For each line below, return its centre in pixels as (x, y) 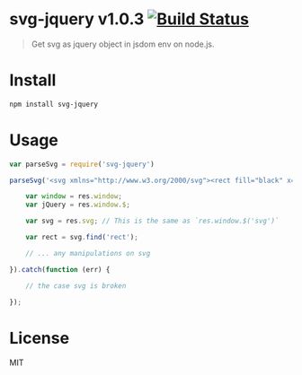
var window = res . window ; (74, 196)
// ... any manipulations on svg (88, 253)
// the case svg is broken (76, 286)
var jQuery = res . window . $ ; (78, 205)
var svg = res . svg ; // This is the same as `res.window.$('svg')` (152, 221)
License (40, 338)
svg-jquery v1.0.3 (77, 19)
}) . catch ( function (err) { (60, 269)
